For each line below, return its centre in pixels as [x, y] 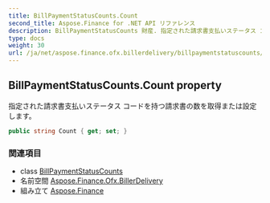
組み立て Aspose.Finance [62, 190]
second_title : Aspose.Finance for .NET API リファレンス [102, 23]
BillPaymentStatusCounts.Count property [115, 85]
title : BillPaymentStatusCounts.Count [73, 16]
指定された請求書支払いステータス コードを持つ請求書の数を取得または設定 [133, 106]
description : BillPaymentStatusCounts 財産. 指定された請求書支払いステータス [133, 30]
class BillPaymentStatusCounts [71, 171]
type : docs [27, 38]
